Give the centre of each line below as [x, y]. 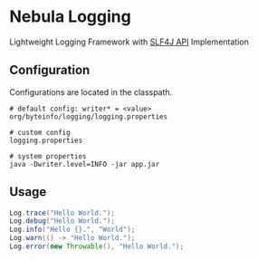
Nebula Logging [70, 17]
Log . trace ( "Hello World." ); [62, 213]
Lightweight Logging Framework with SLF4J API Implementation [129, 42]
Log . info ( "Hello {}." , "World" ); [72, 230]
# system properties [48, 156]
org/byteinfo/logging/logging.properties [89, 116]
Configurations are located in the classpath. [91, 91]
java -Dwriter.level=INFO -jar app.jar [85, 164]
